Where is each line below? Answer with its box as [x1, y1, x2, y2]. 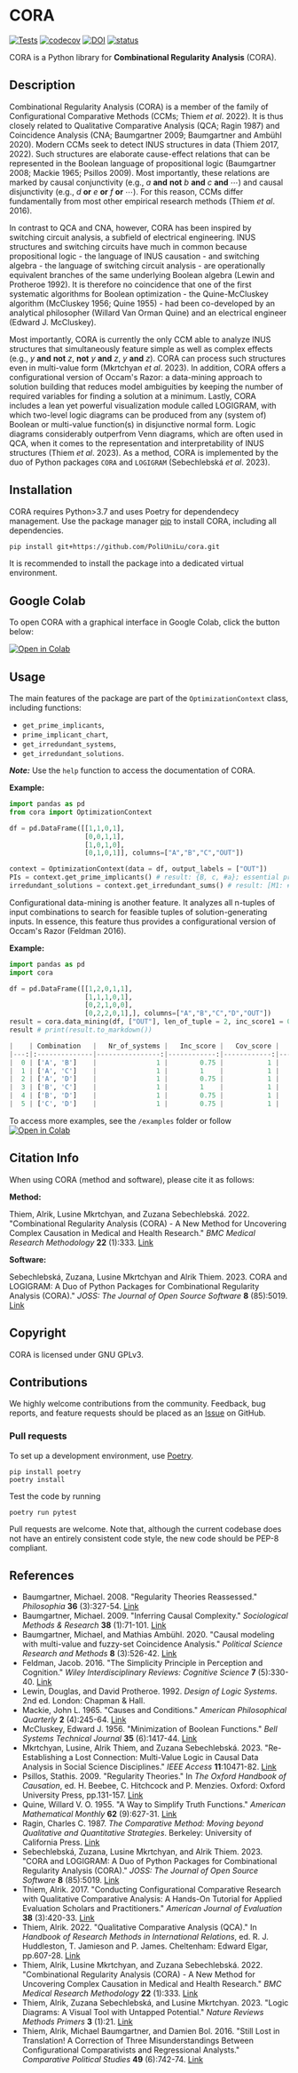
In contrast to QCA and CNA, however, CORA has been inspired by [9, 222, 252, 233]
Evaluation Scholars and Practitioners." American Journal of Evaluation [21, 1903, 283, 1914]
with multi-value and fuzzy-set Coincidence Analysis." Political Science [21, 1638, 283, 1649]
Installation [9, 482, 73, 498]
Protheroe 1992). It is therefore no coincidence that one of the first [9, 279, 252, 290]
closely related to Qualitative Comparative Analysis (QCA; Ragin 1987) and [9, 120, 280, 131]
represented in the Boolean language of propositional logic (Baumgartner [9, 157, 277, 169]
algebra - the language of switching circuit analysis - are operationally [9, 259, 266, 271]
